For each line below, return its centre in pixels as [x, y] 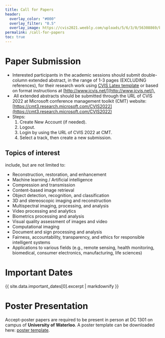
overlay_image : [25, 28]
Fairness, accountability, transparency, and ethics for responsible [78, 237]
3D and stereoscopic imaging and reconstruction [62, 200]
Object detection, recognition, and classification [61, 195]
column [20, 80]
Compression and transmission [43, 185]
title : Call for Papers [29, 10]
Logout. [27, 127]
